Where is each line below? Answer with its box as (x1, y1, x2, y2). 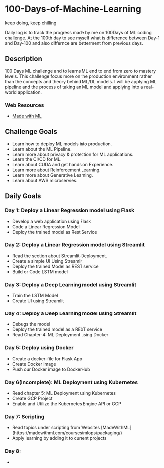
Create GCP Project (12, 395, 53, 402)
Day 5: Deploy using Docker (5, 344, 74, 351)
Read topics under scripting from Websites (12, 425, 100, 431)
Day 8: (5, 448, 21, 455)
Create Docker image (12, 361, 56, 367)
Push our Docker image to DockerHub (12, 366, 90, 372)
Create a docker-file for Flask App (12, 355, 82, 362)
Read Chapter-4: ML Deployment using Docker (12, 332, 109, 338)
